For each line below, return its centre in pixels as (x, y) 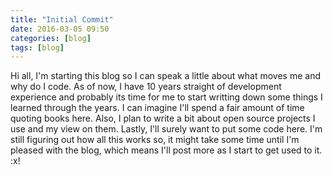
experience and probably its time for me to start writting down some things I (166, 97)
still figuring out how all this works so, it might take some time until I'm (155, 140)
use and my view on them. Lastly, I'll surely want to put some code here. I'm (166, 129)
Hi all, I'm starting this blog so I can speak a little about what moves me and (165, 76)
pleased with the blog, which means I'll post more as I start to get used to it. (166, 150)
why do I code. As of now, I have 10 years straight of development (146, 87)
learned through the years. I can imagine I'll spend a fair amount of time (157, 108)
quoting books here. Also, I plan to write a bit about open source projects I (163, 118)
